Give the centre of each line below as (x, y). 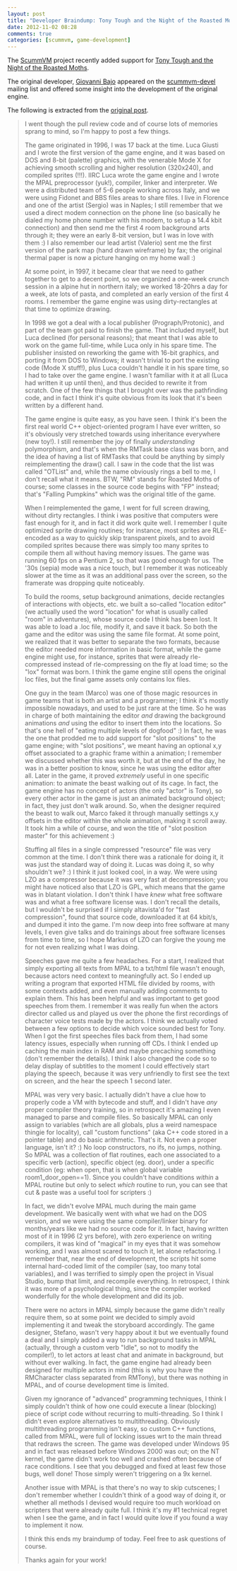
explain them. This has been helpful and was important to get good (122, 998)
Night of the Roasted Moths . (48, 68)
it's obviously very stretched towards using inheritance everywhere (122, 434)
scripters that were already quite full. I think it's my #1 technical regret (126, 1510)
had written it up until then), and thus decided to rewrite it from (116, 383)
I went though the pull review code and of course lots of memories (121, 124)
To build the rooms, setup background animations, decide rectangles (124, 597)
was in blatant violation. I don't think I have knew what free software (123, 894)
